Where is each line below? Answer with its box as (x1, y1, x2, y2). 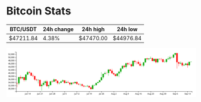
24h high (81, 26, 105, 33)
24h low (116, 26, 138, 33)
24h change (43, 26, 74, 33)
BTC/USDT (10, 26, 37, 33)
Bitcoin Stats (6, 4, 72, 18)
